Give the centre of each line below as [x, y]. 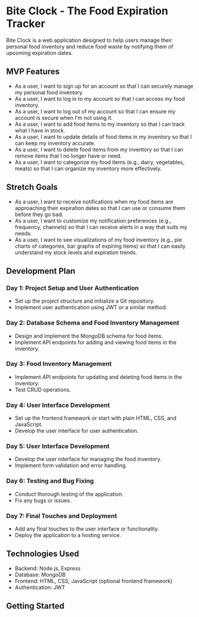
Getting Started [35, 606]
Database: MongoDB [40, 575]
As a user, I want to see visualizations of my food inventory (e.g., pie [98, 239]
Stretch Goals [32, 187]
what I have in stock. [40, 130]
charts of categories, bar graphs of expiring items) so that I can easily [100, 246]
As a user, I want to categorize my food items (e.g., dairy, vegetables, [99, 162]
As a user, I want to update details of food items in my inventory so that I [103, 137]
